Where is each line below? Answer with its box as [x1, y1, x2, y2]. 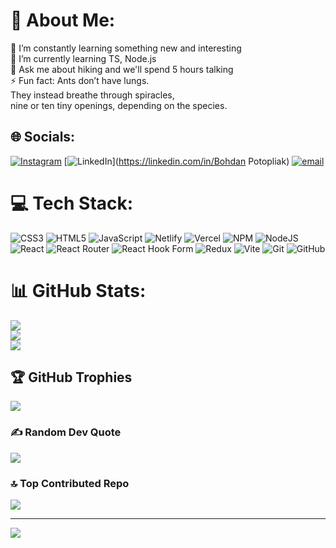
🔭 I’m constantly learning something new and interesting [10, 42, 242, 54]
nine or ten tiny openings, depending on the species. [10, 99, 228, 111]
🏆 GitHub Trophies [10, 369, 133, 386]
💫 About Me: [10, 9, 116, 32]
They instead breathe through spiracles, [10, 89, 175, 101]
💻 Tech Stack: [10, 192, 134, 214]
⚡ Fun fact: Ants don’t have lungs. [10, 74, 150, 86]
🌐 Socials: [10, 129, 76, 146]
